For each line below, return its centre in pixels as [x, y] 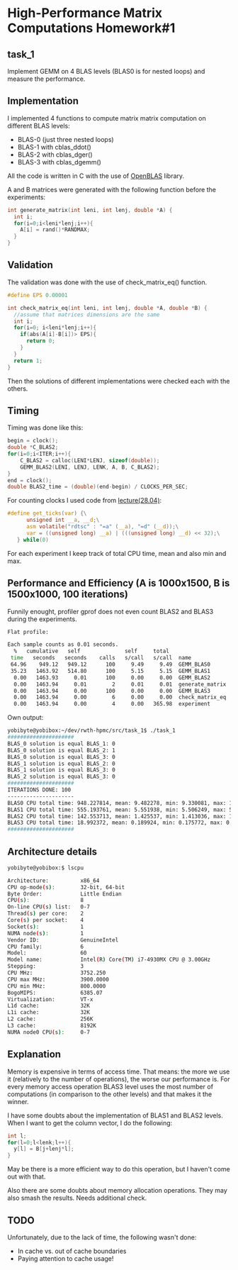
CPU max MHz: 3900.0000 [58, 979]
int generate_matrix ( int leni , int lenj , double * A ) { [90, 210]
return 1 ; [28, 361]
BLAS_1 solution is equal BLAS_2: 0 [61, 764]
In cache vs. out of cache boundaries [72, 1251]
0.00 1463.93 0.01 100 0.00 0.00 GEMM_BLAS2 [112, 678]
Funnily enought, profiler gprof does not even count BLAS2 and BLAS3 [110, 611]
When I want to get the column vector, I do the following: [90, 1123]
